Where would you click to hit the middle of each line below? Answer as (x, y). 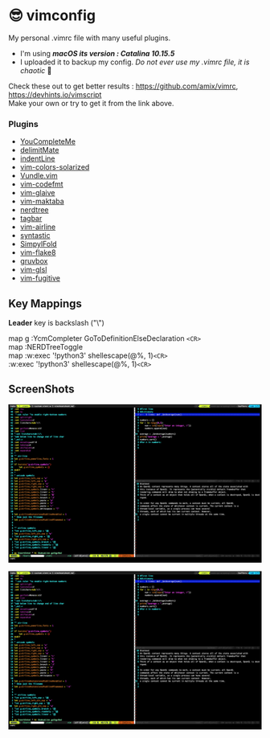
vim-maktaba (42, 201)
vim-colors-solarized (55, 167)
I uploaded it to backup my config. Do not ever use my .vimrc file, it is (135, 62)
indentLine (37, 158)
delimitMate (39, 150)
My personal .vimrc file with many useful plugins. (90, 38)
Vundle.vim (39, 176)
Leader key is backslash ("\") (56, 323)
